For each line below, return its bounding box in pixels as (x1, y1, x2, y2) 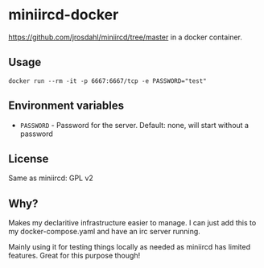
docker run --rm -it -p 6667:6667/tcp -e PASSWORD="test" (8, 76, 207, 85)
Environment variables (8, 99, 125, 113)
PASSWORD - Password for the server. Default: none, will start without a (19, 120, 250, 130)
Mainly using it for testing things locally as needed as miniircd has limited (8, 242, 251, 252)
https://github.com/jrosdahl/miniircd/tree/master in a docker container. (8, 32, 243, 42)
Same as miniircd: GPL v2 (8, 173, 94, 183)
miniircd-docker (8, 6, 119, 24)
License (8, 151, 49, 166)
